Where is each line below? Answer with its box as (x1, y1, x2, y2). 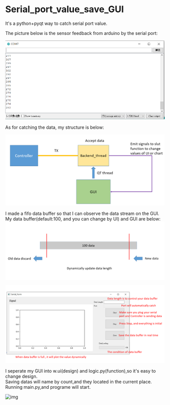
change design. (5, 374, 38, 380)
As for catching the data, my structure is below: (5, 124, 104, 130)
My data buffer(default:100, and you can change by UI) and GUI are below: (5, 215, 161, 222)
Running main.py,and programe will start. (5, 384, 91, 390)
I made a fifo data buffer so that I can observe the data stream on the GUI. (5, 210, 159, 216)
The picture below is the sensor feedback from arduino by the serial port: (5, 30, 158, 36)
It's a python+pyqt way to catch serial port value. (5, 20, 108, 26)
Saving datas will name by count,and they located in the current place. (5, 379, 152, 385)
